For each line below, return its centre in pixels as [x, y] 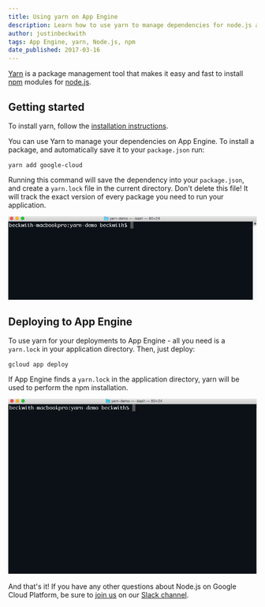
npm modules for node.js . [50, 82]
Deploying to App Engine [70, 322]
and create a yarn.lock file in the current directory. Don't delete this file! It [128, 188]
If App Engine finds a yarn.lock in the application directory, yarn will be [124, 379]
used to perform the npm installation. [68, 388]
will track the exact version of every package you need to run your [116, 196]
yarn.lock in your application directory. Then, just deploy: [102, 349]
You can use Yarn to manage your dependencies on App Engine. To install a [131, 141]
